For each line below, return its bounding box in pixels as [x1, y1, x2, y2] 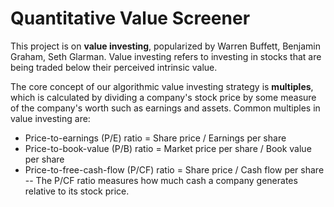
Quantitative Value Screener [10, 7, 251, 30]
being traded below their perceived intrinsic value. [10, 61, 218, 73]
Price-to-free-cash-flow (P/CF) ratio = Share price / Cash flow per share [24, 163, 325, 176]
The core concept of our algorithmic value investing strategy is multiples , [10, 80, 314, 92]
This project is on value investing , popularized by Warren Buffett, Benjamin [10, 40, 321, 52]
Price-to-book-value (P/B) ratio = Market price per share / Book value [24, 142, 312, 154]
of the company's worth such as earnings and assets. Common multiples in [10, 102, 321, 114]
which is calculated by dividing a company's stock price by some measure [10, 91, 317, 103]
